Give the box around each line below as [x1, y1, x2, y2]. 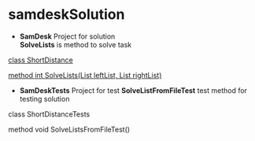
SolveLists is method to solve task [19, 39, 132, 49]
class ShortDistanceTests [8, 109, 91, 119]
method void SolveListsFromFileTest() [8, 124, 131, 134]
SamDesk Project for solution [19, 32, 116, 41]
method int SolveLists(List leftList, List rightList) [8, 70, 162, 80]
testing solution [19, 94, 70, 103]
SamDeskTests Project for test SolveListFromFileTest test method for [19, 85, 248, 95]
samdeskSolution [8, 6, 125, 24]
